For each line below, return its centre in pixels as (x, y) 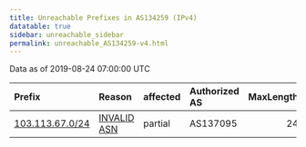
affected (162, 97)
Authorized (214, 92)
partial (157, 123)
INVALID (117, 118)
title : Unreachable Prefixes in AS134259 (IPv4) (103, 18)
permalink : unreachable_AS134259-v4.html (89, 43)
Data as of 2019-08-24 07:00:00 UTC (80, 69)
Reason (115, 97)
